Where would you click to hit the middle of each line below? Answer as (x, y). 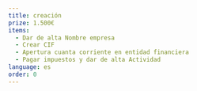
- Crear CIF (35, 45)
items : (19, 30)
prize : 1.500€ (32, 23)
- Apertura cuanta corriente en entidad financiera (102, 52)
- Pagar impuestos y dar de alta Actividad (88, 60)
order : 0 (23, 74)
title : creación (35, 15)
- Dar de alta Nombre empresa (65, 38)
